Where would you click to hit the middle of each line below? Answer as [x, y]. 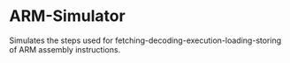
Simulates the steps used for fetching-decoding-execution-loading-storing [145, 40]
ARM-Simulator [67, 16]
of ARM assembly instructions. [65, 49]
